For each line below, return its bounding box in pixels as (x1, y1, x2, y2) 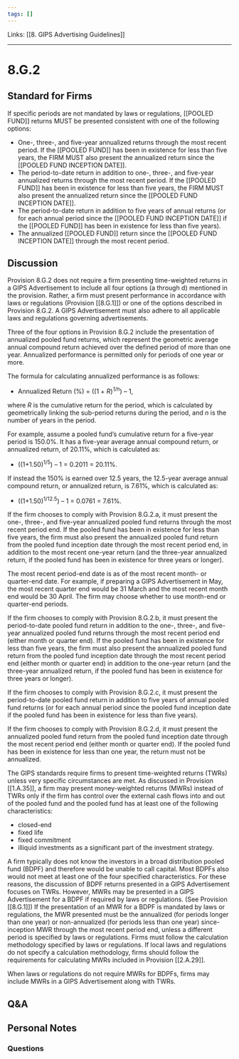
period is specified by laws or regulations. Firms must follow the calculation (7, 933, 229, 942)
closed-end (17, 821, 52, 829)
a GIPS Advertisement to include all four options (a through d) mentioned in (7, 283, 228, 293)
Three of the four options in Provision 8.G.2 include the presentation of (7, 328, 215, 336)
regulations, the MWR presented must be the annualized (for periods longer (7, 911, 229, 919)
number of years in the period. (7, 416, 97, 425)
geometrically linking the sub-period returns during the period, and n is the (7, 408, 227, 417)
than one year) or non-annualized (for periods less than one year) (7, 918, 200, 926)
